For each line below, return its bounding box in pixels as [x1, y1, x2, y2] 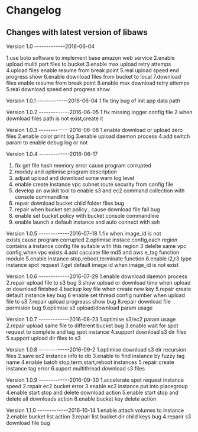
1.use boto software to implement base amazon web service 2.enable [6, 54, 176, 61]
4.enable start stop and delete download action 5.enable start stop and [6, 389, 178, 396]
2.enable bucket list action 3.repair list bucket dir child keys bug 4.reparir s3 [6, 413, 191, 420]
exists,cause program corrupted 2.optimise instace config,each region [6, 236, 178, 243]
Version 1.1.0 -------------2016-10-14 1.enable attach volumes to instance [6, 407, 184, 414]
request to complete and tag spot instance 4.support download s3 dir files [6, 328, 187, 335]
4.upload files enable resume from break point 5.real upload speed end [6, 67, 179, 74]
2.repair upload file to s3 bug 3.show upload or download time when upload [6, 279, 191, 286]
